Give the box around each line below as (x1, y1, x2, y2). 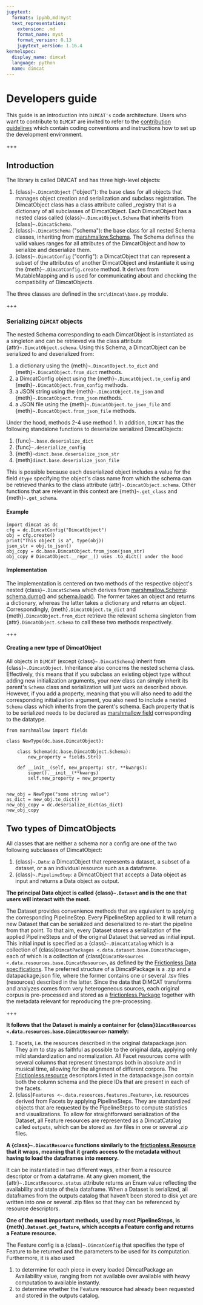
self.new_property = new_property (28, 775, 115, 782)
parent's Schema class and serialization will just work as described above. (6, 684, 188, 691)
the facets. (15, 1085, 42, 1092)
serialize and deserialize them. (15, 247, 92, 254)
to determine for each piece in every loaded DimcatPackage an (15, 1266, 173, 1273)
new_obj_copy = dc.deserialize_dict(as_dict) (6, 802, 123, 808)
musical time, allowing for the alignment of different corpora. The (15, 1065, 178, 1072)
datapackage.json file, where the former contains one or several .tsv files (6, 972, 189, 979)
